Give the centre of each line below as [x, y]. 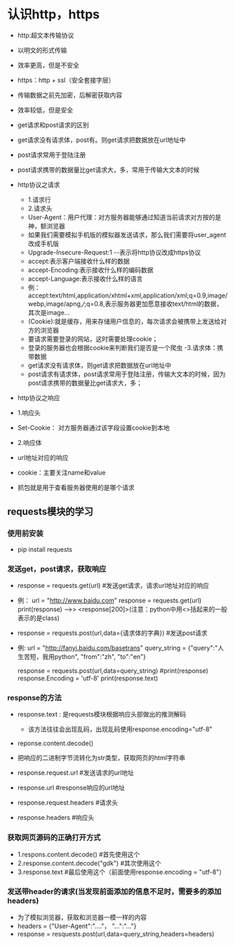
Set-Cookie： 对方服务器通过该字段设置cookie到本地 [93, 427]
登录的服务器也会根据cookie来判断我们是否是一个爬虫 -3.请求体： [122, 347]
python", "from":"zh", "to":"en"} [100, 656]
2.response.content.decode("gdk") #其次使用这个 [89, 863]
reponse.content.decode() [55, 743]
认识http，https [54, 14]
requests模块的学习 [50, 512]
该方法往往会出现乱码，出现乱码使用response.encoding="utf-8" [120, 729]
